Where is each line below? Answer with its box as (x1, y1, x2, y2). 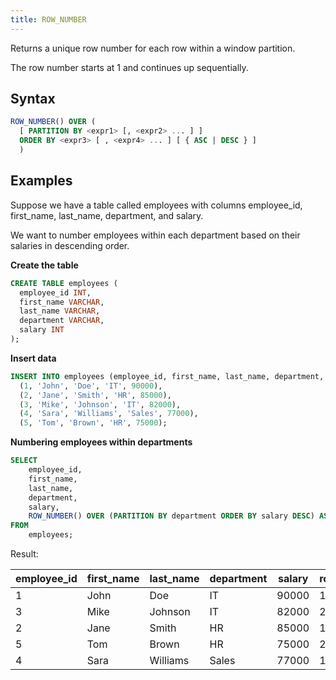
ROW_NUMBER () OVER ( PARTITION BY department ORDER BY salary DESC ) (28, 511, 315, 521)
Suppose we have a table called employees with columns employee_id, (10, 199, 303, 211)
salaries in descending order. (10, 239, 130, 251)
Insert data (10, 352, 57, 364)
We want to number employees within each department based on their (10, 229, 301, 241)
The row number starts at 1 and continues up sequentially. (10, 61, 249, 73)
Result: (10, 548, 39, 560)
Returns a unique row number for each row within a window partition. (10, 42, 296, 54)
